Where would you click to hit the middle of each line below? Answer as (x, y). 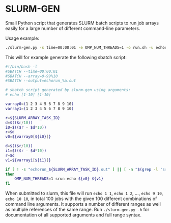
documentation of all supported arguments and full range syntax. (73, 215)
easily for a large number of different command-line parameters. (73, 28)
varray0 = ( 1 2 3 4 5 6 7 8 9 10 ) (39, 104)
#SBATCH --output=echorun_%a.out (41, 81)
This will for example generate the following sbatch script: (66, 57)
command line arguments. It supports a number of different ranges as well (83, 204)
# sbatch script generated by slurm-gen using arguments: (68, 90)
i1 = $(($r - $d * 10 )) (26, 151)
